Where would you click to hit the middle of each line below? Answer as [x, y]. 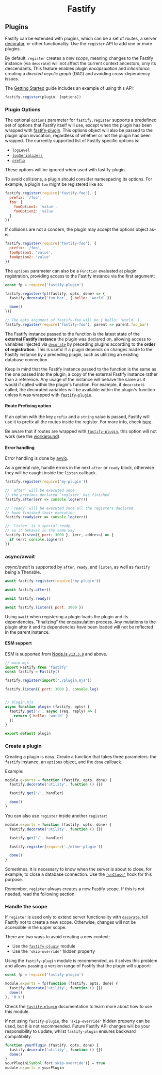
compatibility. [19, 1036]
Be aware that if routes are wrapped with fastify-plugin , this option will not [81, 431]
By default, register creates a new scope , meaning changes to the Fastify [79, 58]
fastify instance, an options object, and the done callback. [64, 762]
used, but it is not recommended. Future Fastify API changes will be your [78, 1026]
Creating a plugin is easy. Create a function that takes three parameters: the [81, 756]
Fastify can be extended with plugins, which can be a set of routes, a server [81, 38]
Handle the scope [26, 907]
